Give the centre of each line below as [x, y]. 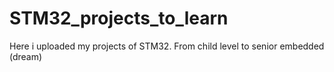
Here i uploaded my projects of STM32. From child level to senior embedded [167, 46]
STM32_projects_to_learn [119, 18]
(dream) [26, 56]
